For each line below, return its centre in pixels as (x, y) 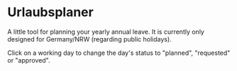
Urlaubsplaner (50, 12)
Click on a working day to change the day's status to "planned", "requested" (119, 53)
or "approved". (29, 60)
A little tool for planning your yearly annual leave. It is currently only (106, 32)
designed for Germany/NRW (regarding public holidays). (89, 39)
